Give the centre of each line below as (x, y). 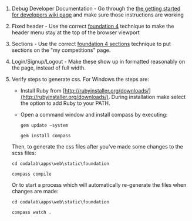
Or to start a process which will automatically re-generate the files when (99, 185)
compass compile (31, 174)
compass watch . (31, 212)
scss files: (24, 153)
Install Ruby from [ (43, 90)
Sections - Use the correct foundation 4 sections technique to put (91, 44)
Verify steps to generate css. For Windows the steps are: (80, 79)
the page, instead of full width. (49, 68)
